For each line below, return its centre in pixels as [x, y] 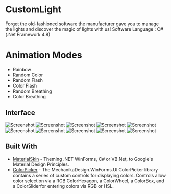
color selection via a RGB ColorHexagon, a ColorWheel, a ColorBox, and [88, 181]
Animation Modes [44, 55]
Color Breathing [29, 96]
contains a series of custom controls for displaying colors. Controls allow [89, 175]
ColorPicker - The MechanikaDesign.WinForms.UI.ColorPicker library [85, 169]
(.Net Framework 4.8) [28, 34]
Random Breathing [32, 91]
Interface [20, 113]
